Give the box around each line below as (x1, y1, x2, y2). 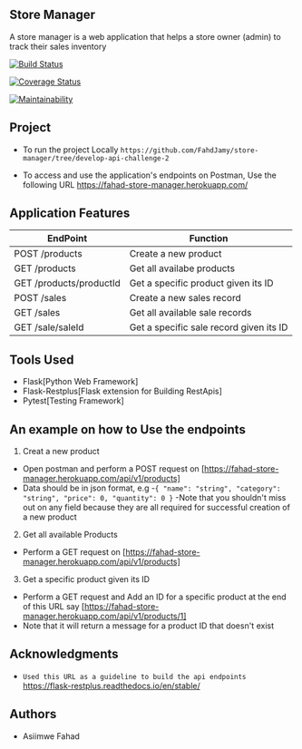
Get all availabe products (129, 262, 236, 275)
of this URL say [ (22, 601, 85, 612)
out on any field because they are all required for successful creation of (22, 502, 290, 513)
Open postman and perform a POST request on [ (22, 463, 205, 474)
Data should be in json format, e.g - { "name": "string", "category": (22, 482, 281, 493)
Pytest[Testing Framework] (22, 395, 124, 406)
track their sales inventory (9, 41, 107, 52)
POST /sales (14, 292, 67, 305)
